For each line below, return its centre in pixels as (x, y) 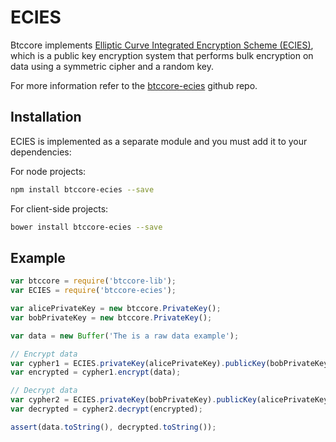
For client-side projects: (59, 208)
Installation (46, 117)
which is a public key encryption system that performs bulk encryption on (162, 55)
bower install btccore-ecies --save (86, 227)
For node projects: (48, 171)
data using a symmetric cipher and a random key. (112, 66)
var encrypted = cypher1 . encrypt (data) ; (96, 372)
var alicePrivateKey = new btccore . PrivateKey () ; (116, 309)
